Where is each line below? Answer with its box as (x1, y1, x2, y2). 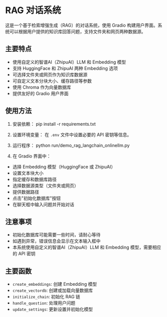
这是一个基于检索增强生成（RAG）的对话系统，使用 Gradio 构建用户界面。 (5, 22, 158, 28)
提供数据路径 (12, 189, 39, 195)
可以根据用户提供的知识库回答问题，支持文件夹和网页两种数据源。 (9, 28, 146, 34)
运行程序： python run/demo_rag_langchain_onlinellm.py (12, 142, 130, 148)
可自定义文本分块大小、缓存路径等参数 (12, 77, 92, 84)
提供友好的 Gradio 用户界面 (12, 90, 69, 96)
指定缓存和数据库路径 (12, 176, 57, 182)
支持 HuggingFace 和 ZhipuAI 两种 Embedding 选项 (12, 65, 118, 71)
